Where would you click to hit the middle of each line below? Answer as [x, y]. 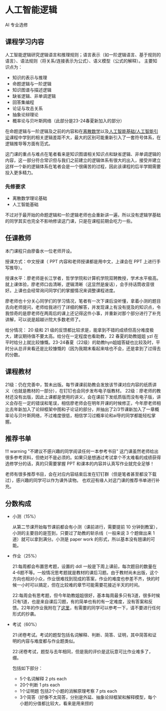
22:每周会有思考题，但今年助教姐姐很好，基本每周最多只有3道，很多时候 [86, 595]
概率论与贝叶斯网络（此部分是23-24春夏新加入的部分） [68, 120]
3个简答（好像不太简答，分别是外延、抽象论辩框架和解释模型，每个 [88, 697]
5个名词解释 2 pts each [43, 679]
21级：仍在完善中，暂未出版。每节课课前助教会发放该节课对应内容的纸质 [79, 384]
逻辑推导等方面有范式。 [29, 143]
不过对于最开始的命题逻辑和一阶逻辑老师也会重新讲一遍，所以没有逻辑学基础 [83, 215]
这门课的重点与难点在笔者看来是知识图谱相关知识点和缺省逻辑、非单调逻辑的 [83, 154]
